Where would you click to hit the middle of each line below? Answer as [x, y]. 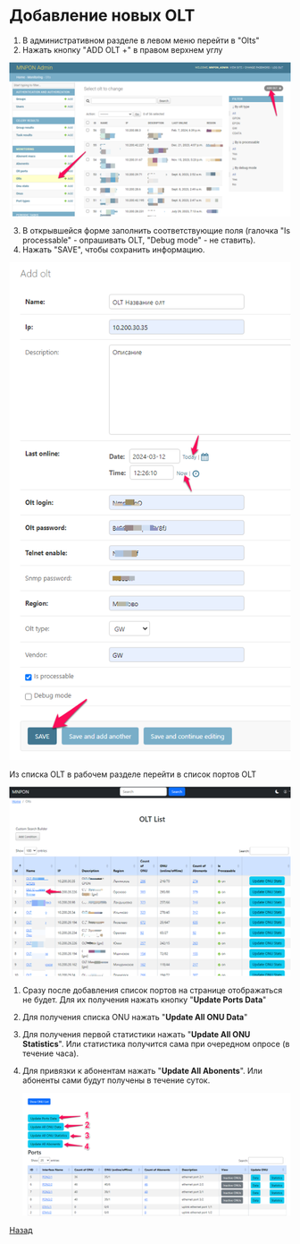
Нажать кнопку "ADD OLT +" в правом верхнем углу [122, 49]
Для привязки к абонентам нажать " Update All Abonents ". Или [142, 1071]
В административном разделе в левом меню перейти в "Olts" [141, 40]
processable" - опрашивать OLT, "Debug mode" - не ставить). [139, 240]
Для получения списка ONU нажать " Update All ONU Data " [135, 1018]
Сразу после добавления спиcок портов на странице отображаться [152, 991]
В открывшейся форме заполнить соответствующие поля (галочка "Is [156, 230]
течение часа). [50, 1053]
